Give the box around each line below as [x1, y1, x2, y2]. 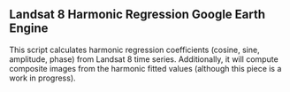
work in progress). [9, 73, 77, 83]
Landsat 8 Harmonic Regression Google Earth [9, 7, 266, 22]
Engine [9, 21, 49, 36]
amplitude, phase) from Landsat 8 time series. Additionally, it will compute [9, 53, 279, 65]
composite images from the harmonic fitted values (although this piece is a [9, 63, 282, 73]
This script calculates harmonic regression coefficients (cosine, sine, [9, 44, 260, 55]
